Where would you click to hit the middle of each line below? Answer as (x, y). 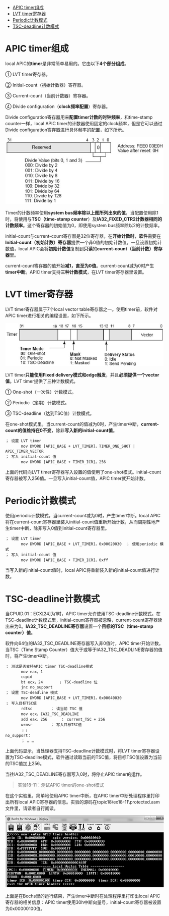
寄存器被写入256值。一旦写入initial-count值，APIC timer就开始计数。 (77, 478)
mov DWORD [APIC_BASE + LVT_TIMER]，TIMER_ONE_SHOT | (78, 446)
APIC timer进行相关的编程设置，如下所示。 (50, 315)
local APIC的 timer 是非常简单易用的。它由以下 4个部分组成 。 (67, 63)
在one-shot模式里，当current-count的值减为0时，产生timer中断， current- (82, 424)
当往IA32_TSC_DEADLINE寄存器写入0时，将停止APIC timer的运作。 (75, 774)
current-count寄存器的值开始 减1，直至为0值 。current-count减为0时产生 (80, 265)
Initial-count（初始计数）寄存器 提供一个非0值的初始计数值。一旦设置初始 (81, 242)
